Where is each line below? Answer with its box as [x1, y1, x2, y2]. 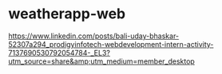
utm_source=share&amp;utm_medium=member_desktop [8, 56, 196, 66]
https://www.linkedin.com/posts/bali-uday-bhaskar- [8, 31, 180, 41]
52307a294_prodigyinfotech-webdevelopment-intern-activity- [8, 39, 214, 49]
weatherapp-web [8, 5, 126, 23]
